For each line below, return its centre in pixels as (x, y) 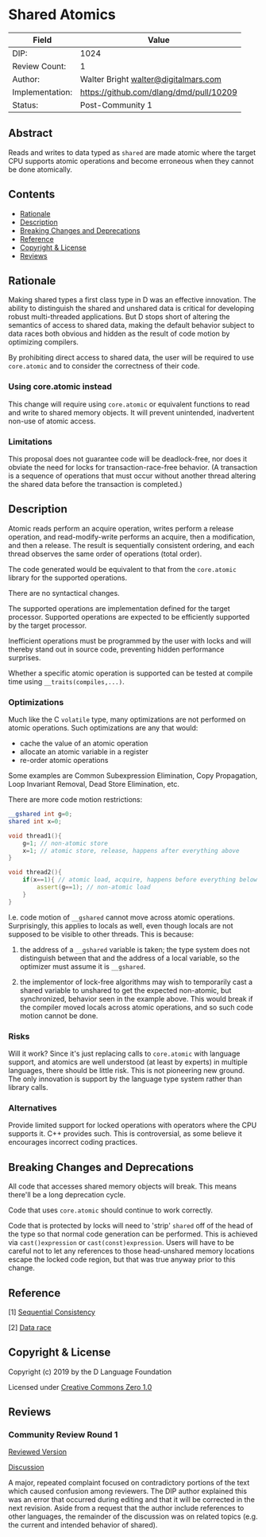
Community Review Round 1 (63, 1435)
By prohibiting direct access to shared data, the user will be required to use (131, 358)
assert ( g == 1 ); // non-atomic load (94, 887)
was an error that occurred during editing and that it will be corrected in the (132, 1500)
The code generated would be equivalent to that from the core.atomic (122, 569)
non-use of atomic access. (52, 421)
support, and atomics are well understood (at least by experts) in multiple (128, 1062)
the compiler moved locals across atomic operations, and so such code (137, 1007)
